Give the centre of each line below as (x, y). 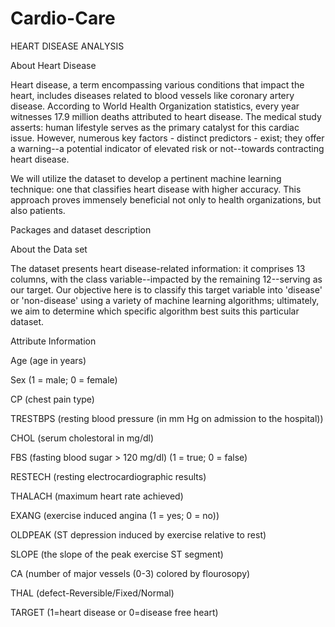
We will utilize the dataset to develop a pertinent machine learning (146, 178)
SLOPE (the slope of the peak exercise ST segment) (117, 554)
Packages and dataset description (81, 229)
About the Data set (49, 249)
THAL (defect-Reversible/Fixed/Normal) (92, 593)
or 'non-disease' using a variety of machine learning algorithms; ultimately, (165, 300)
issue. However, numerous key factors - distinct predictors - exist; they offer (167, 138)
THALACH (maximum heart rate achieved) (97, 496)
